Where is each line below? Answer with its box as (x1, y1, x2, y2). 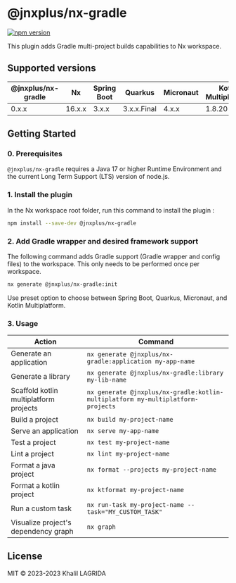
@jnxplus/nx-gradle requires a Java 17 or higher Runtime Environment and (7, 165, 223, 173)
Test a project (11, 438, 56, 448)
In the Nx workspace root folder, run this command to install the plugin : (7, 206, 215, 214)
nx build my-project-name (86, 415, 173, 424)
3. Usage (7, 318, 39, 328)
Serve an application (11, 426, 79, 436)
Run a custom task (11, 503, 72, 513)
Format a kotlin (11, 481, 60, 491)
